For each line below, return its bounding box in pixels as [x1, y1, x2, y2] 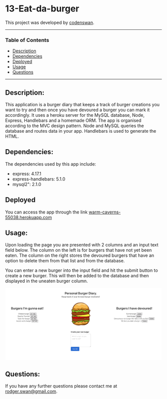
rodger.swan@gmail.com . [5, 389, 58, 395]
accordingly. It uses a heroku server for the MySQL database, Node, [5, 112, 145, 118]
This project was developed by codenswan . [5, 19, 94, 25]
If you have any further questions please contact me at [5, 383, 118, 389]
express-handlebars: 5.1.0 [12, 176, 66, 182]
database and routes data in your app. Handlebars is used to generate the [5, 128, 157, 134]
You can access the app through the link [5, 209, 88, 215]
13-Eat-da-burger [5, 3, 80, 14]
